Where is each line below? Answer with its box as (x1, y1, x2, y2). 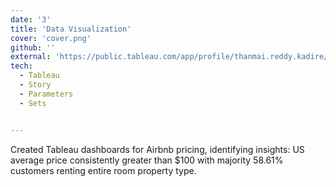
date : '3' (10, 14, 52, 25)
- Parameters (19, 89, 74, 99)
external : (10, 52, 52, 62)
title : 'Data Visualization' (10, 24, 132, 34)
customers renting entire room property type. (10, 164, 197, 176)
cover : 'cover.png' (10, 33, 92, 43)
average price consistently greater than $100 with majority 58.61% (10, 154, 284, 166)
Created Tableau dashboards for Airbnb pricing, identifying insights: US (10, 143, 305, 155)
